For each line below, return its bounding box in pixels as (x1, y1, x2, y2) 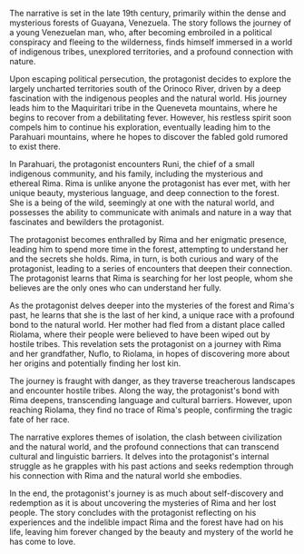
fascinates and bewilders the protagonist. (9, 217, 165, 227)
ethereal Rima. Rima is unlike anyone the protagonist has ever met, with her (9, 178, 291, 189)
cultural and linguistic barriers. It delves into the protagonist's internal (9, 451, 270, 461)
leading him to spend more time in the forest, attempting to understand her (9, 244, 289, 254)
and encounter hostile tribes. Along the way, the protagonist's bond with (9, 385, 279, 396)
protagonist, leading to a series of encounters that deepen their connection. (9, 263, 293, 273)
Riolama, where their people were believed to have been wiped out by (9, 329, 270, 340)
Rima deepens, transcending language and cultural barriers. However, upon (9, 395, 292, 405)
